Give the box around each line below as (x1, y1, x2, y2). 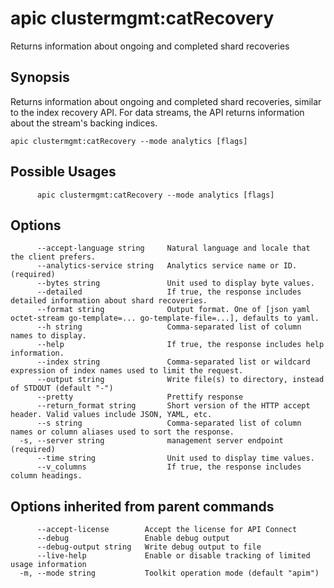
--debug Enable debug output (36, 533, 230, 544)
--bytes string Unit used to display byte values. (36, 278, 315, 289)
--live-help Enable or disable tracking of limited (36, 551, 311, 561)
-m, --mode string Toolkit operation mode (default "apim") (19, 568, 320, 579)
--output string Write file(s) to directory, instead (36, 375, 325, 385)
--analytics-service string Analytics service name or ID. (36, 261, 298, 271)
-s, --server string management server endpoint (19, 436, 284, 446)
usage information (10, 560, 87, 570)
